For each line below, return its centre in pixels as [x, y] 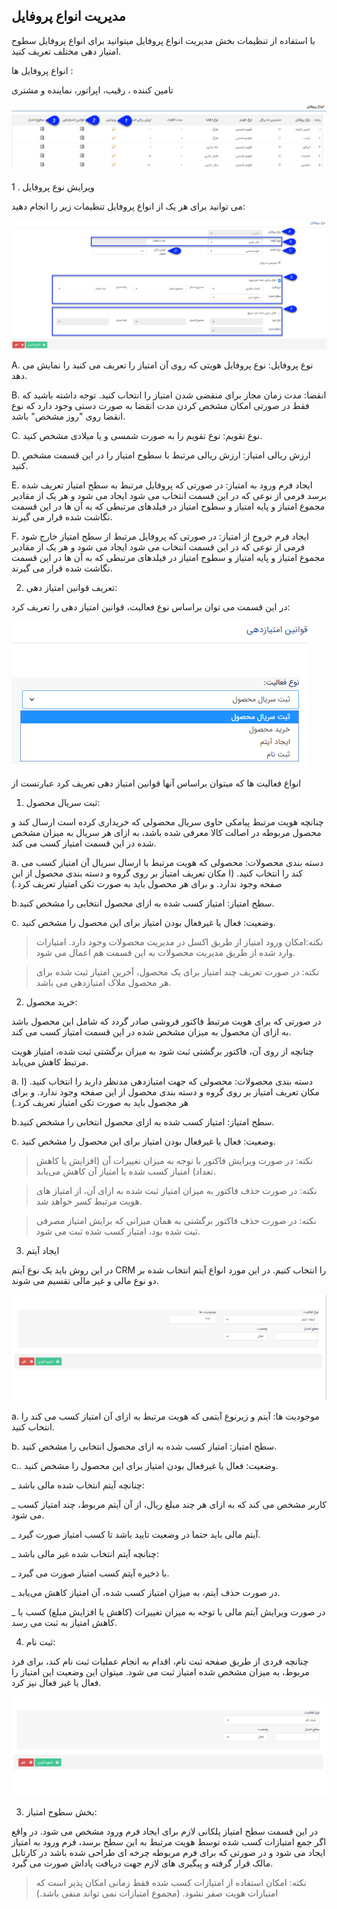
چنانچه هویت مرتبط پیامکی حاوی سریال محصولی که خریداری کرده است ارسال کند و [167, 821]
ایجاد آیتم [42, 1250]
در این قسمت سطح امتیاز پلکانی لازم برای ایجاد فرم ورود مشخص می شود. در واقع [164, 1831]
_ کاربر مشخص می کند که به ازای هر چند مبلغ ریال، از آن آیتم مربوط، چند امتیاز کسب [169, 1504]
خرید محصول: [51, 1001]
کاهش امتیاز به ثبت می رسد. [64, 1622]
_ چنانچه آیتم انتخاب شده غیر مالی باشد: [85, 1553]
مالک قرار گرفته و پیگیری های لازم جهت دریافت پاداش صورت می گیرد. [142, 1863]
